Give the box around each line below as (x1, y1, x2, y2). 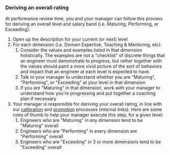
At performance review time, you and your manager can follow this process (5, 16, 163, 22)
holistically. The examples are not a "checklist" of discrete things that (20, 52, 165, 58)
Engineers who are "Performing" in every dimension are (20, 128, 137, 134)
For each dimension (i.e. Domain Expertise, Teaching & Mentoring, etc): (12, 42, 162, 48)
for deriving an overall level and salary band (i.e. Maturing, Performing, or (5, 21, 159, 27)
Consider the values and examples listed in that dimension (20, 47, 142, 53)
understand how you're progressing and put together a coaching (20, 90, 156, 97)
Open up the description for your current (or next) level (12, 36, 128, 42)
